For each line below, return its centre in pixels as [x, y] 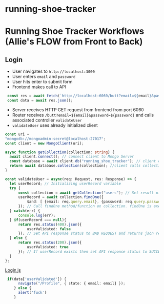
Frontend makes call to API [39, 87]
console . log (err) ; [37, 215]
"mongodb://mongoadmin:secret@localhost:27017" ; [55, 139]
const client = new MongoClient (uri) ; [44, 143]
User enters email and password [44, 77]
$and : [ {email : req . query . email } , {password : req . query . [87, 202]
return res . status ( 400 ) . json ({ [50, 224]
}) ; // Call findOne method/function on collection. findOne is [85, 206]
